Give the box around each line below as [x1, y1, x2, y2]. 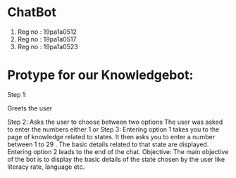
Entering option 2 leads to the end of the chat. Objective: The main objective [7, 147, 229, 155]
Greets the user [7, 103, 53, 113]
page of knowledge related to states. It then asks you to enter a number [7, 132, 216, 141]
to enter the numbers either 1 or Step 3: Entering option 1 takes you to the [7, 125, 220, 134]
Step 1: [7, 90, 27, 98]
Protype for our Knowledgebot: [7, 68, 194, 83]
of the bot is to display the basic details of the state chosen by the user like [7, 155, 225, 163]
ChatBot [7, 4, 56, 20]
